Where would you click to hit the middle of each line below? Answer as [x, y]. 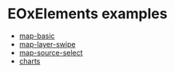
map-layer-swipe [47, 44]
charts [30, 61]
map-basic [37, 36]
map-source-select [51, 52]
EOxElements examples [87, 14]
